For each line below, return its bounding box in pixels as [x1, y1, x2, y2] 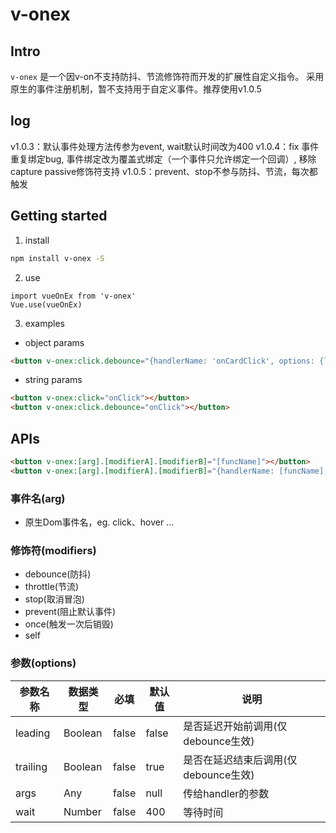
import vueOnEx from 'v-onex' [10, 291, 137, 301]
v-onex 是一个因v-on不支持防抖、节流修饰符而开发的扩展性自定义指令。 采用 [10, 71, 325, 82]
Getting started [10, 208, 108, 225]
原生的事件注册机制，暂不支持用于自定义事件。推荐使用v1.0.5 [10, 83, 262, 95]
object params [24, 336, 85, 348]
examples [24, 317, 65, 329]
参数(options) [10, 656, 77, 670]
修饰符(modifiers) [10, 543, 97, 557]
